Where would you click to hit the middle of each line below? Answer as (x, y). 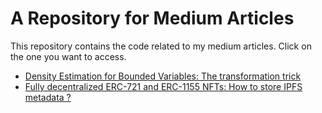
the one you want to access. (68, 56)
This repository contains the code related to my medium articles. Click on (161, 46)
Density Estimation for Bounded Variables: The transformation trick (163, 76)
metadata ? (48, 97)
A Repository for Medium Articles (152, 18)
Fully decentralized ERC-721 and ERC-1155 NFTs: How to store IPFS (163, 86)
